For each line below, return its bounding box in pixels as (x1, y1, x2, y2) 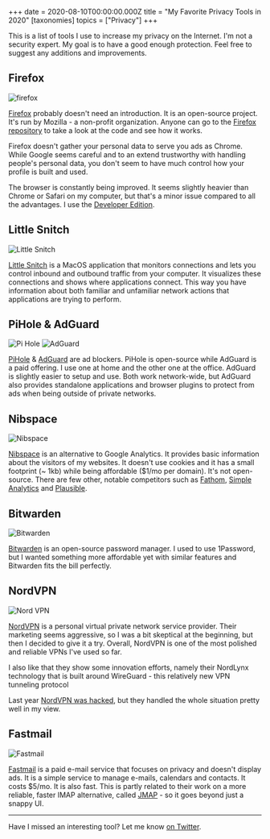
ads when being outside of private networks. (8, 388, 157, 398)
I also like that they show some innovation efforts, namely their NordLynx (8, 662, 249, 672)
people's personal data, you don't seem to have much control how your (8, 158, 245, 168)
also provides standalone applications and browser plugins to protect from (8, 380, 255, 390)
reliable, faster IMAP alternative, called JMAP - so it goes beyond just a (8, 790, 244, 800)
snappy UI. (8, 798, 44, 808)
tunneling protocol (8, 679, 69, 689)
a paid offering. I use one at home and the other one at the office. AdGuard (8, 363, 256, 373)
